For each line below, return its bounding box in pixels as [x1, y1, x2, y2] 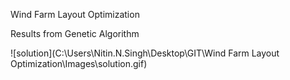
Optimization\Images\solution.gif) [10, 58, 148, 69]
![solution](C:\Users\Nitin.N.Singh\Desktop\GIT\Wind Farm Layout [10, 47, 280, 59]
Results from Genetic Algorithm [10, 28, 140, 39]
